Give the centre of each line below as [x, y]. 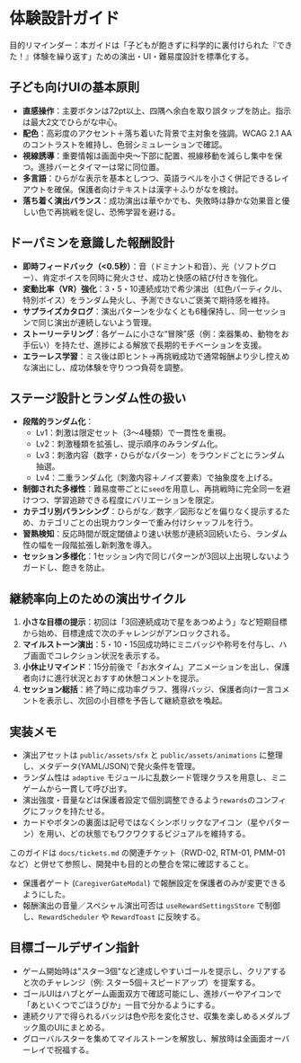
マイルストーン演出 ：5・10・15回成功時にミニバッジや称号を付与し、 [150, 644]
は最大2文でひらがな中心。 [72, 121]
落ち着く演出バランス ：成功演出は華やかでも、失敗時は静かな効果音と [152, 200]
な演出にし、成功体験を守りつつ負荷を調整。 [105, 367]
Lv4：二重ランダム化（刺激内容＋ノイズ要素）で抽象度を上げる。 [157, 478]
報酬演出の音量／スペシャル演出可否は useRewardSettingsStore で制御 [151, 905]
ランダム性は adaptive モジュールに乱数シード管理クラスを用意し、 [146, 777]
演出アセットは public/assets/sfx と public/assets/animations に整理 [152, 755]
